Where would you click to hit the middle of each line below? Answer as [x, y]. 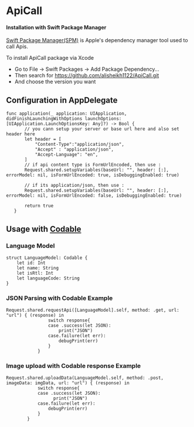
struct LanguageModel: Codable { [47, 258]
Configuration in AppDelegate [62, 100]
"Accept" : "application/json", [74, 150]
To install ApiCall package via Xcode [50, 58]
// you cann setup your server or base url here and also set [102, 129]
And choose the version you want [55, 82]
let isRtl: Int [35, 273]
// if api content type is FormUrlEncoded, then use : [93, 165]
